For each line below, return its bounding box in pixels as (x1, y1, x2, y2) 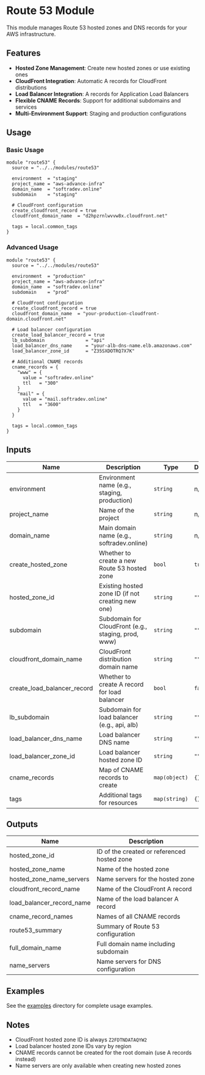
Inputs (6, 445, 32, 455)
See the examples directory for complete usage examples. (6, 1002, 153, 1010)
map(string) (153, 795, 189, 802)
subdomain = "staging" (12, 192, 78, 198)
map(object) (153, 774, 189, 781)
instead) (15, 1055, 37, 1063)
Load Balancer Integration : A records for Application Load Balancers (15, 90, 189, 98)
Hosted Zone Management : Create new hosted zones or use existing (15, 64, 190, 71)
